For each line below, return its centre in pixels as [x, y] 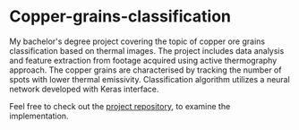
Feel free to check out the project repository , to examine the [120, 106]
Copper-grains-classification [120, 17]
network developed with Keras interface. [84, 89]
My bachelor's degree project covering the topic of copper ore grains [137, 41]
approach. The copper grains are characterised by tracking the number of [145, 70]
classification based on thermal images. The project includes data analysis [147, 50]
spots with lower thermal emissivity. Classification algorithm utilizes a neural [150, 79]
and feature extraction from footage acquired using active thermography [143, 60]
